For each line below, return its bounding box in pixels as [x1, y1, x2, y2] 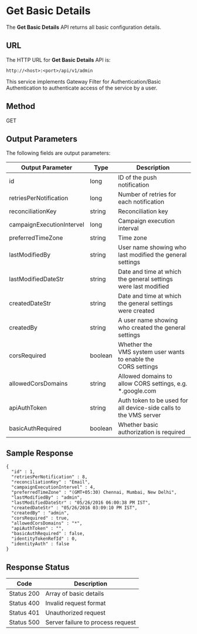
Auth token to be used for [118, 396, 188, 404]
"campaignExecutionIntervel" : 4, [11, 484, 96, 490]
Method [6, 101, 36, 111]
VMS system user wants [118, 348, 185, 356]
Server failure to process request [45, 618, 136, 626]
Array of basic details [45, 590, 104, 598]
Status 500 [9, 618, 40, 626]
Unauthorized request [45, 609, 106, 616]
